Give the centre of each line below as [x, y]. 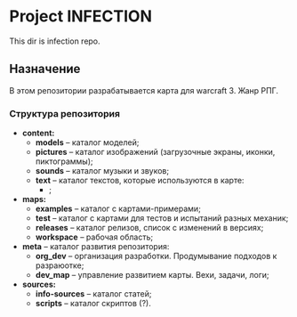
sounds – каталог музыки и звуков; [102, 171]
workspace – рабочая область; [94, 237]
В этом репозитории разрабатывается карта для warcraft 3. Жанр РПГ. [144, 90]
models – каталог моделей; [87, 142]
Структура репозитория [64, 113]
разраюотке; [60, 265]
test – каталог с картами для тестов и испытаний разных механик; [162, 218]
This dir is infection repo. [55, 41]
